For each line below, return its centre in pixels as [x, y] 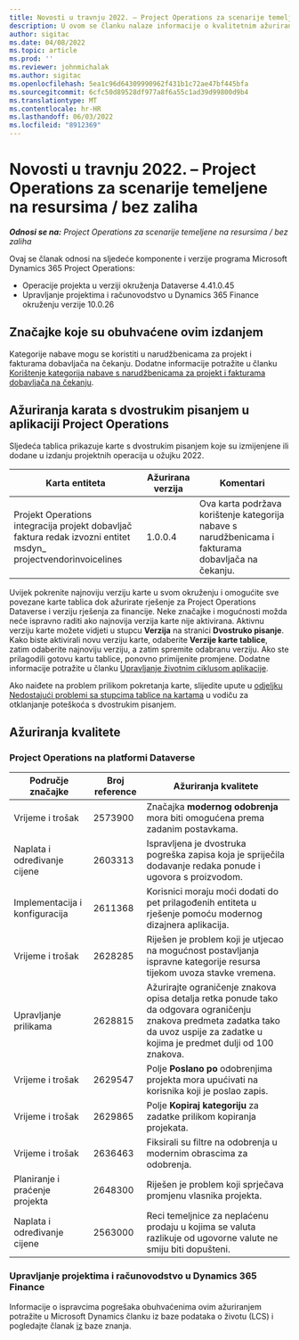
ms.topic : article [43, 51]
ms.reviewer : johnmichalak [59, 68]
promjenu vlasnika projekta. [204, 1196]
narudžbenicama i [237, 537]
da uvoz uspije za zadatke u [205, 1032]
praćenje [32, 1190]
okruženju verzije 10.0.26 [68, 304]
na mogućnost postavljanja [203, 950]
